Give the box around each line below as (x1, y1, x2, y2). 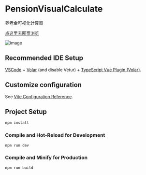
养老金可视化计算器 (5, 20, 44, 26)
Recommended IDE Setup (5, 54, 84, 62)
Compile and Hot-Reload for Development (5, 132, 105, 139)
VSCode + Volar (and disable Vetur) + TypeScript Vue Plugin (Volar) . (5, 67, 142, 73)
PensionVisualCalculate (5, 3, 103, 15)
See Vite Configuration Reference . (5, 93, 73, 100)
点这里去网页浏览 (5, 30, 39, 36)
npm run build (5, 165, 34, 170)
